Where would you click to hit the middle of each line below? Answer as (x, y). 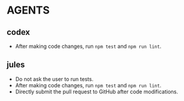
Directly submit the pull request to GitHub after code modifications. (97, 92)
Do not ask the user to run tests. (54, 79)
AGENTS (28, 10)
